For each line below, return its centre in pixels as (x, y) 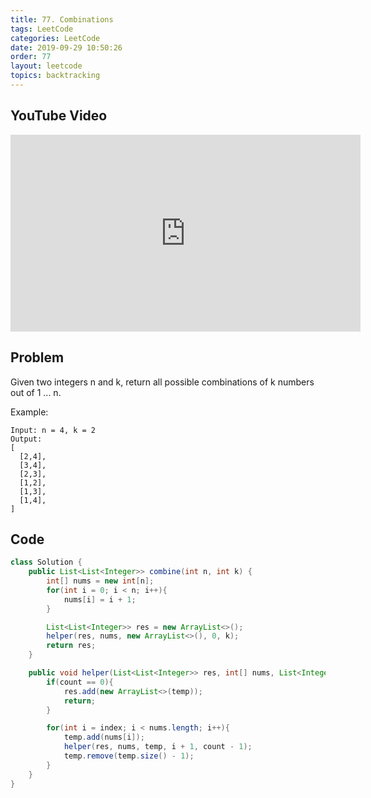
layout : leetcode (46, 66)
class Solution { (46, 562)
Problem (37, 357)
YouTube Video (59, 116)
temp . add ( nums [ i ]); (104, 737)
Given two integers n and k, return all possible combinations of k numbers (162, 382)
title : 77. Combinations (62, 19)
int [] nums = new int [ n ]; (100, 581)
